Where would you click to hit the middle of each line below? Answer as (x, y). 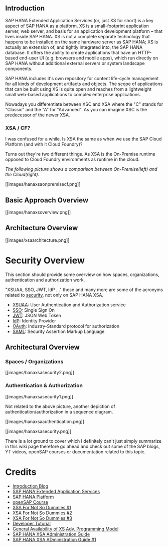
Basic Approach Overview (47, 200)
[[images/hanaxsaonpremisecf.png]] (43, 184)
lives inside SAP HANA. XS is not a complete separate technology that (77, 36)
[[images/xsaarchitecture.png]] (37, 240)
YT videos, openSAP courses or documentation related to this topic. (75, 452)
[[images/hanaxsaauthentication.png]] (45, 421)
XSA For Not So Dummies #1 (42, 507)
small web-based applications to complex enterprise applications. (73, 94)
